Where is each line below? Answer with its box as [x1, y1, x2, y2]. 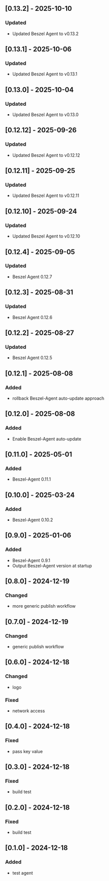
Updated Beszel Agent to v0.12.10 [12, 233, 80, 239]
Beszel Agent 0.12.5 [12, 355, 53, 361]
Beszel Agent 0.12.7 [12, 273, 53, 280]
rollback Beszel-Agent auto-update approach [12, 395, 105, 401]
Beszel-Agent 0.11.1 [12, 476, 51, 482]
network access [12, 707, 45, 714]
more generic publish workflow [12, 603, 76, 609]
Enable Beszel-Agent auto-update [12, 436, 81, 441]
